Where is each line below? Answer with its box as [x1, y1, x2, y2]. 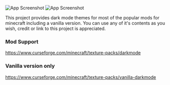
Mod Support [5, 38, 39, 45]
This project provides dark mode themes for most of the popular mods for [5, 15, 160, 20]
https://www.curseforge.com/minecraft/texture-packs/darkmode [5, 50, 141, 56]
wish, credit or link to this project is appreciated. [5, 25, 106, 32]
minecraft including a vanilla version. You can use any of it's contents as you [5, 20, 165, 26]
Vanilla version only [5, 63, 55, 70]
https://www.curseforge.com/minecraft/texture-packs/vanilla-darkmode [5, 74, 156, 80]
